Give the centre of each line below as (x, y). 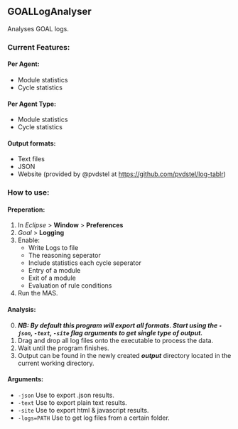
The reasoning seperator (64, 256)
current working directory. (56, 363)
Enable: (29, 240)
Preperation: (26, 210)
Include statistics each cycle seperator (85, 263)
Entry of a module (54, 271)
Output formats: (32, 143)
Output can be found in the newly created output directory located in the (124, 355)
